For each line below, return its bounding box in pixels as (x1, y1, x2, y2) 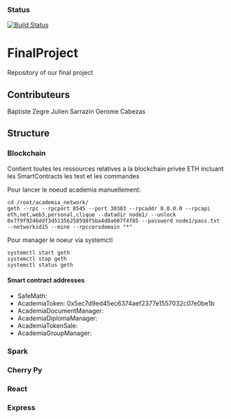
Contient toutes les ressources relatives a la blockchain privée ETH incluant (7, 164, 224, 173)
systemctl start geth (7, 249, 70, 256)
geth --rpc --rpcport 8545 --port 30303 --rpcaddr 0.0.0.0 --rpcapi (7, 205, 211, 212)
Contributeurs (7, 89, 70, 101)
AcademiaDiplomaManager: (17, 313, 98, 322)
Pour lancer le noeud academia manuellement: (7, 185, 141, 194)
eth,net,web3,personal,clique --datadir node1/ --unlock (7, 211, 177, 218)
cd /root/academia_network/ (7, 199, 89, 206)
